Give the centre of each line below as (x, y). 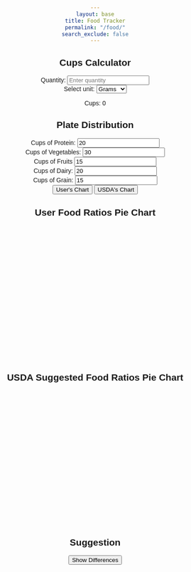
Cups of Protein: (53, 143)
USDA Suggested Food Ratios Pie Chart (95, 378)
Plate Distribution (95, 125)
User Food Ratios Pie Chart (95, 213)
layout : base (95, 14)
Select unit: (79, 89)
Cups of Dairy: (53, 170)
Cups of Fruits (53, 161)
